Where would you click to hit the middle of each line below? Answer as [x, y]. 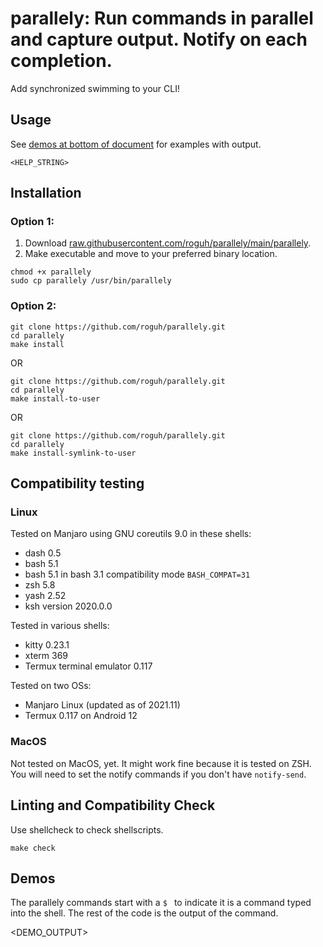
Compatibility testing [77, 483]
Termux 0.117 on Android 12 [81, 716]
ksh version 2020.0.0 [68, 606]
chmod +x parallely [51, 272]
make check [33, 848]
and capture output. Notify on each [159, 39]
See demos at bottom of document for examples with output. [136, 144]
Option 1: [32, 222]
